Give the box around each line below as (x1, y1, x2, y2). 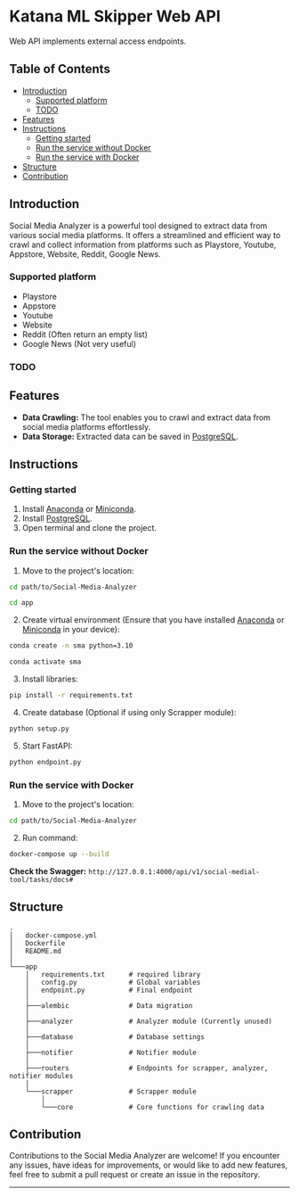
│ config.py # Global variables (25, 978, 201, 986)
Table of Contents (9, 62, 111, 77)
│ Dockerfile (9, 938, 66, 947)
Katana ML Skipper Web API (9, 6, 221, 27)
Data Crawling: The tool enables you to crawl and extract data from (21, 412, 271, 423)
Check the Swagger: (9, 865, 87, 876)
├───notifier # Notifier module (25, 1048, 198, 1057)
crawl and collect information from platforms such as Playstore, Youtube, (9, 239, 277, 250)
